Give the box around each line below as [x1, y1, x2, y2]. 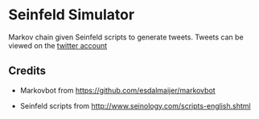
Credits [8, 64, 47, 78]
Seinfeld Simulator [8, 6, 135, 24]
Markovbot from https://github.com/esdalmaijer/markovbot [19, 85, 216, 95]
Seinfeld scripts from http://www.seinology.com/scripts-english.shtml [19, 101, 251, 110]
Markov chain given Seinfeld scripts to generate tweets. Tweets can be [8, 32, 244, 42]
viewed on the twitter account [8, 40, 108, 50]
